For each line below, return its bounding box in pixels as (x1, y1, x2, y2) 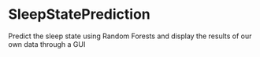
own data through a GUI (8, 39, 86, 48)
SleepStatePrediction (8, 5, 151, 23)
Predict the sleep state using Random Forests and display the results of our (8, 31, 252, 41)
